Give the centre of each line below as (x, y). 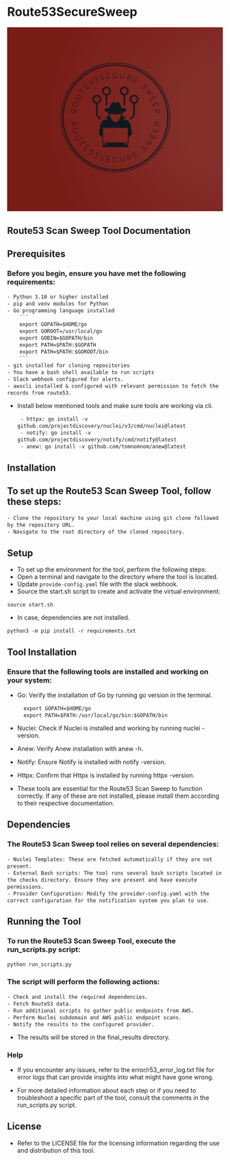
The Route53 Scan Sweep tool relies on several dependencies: (113, 844)
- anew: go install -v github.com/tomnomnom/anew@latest (103, 447)
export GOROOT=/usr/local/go (61, 331)
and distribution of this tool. (56, 1150)
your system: (30, 680)
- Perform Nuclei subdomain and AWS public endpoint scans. (95, 1017)
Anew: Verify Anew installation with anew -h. (80, 748)
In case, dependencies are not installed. (73, 617)
